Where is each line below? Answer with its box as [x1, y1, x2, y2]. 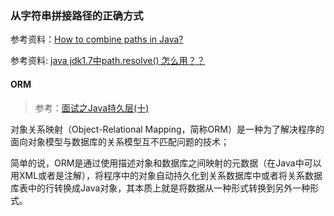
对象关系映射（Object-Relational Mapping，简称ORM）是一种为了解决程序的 [10, 123, 325, 135]
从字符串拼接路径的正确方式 [10, 8, 144, 22]
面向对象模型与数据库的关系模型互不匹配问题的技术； [10, 135, 230, 147]
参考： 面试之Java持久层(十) [34, 102, 150, 114]
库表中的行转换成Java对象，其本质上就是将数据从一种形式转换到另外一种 [10, 182, 311, 194]
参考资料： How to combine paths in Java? [10, 33, 184, 46]
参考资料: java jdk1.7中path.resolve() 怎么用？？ [10, 55, 206, 67]
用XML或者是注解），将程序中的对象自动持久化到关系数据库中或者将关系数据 [10, 169, 323, 181]
